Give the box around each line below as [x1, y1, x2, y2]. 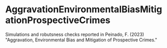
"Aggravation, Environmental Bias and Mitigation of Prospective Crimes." [5, 37, 157, 43]
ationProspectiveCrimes [5, 14, 110, 26]
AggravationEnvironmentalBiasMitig [5, 4, 162, 15]
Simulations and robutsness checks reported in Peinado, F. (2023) [5, 31, 144, 37]
